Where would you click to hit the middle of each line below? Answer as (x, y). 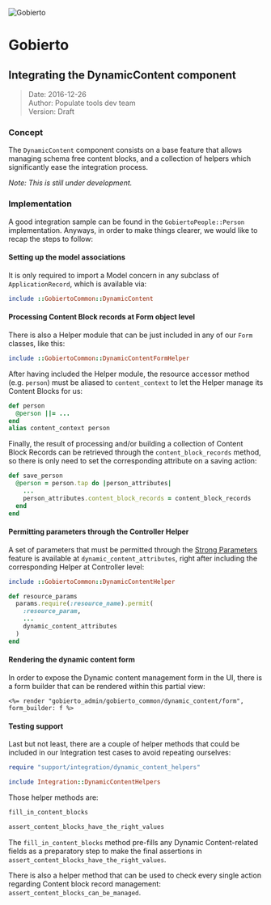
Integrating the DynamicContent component (123, 75)
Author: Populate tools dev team (82, 103)
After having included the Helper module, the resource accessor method (129, 374)
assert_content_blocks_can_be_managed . (75, 892)
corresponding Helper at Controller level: (76, 567)
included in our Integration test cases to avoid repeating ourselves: (120, 753)
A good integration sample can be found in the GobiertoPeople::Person (127, 222)
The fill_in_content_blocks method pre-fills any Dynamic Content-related (133, 842)
